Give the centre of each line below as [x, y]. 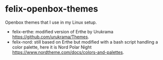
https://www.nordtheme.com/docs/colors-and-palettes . [68, 52]
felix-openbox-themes [52, 9]
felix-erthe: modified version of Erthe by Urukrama [63, 31]
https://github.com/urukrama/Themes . [50, 37]
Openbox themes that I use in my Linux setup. [51, 22]
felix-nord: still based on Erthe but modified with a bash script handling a [85, 42]
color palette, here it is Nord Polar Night [52, 47]
